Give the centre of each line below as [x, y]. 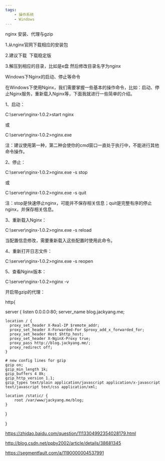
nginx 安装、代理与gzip [29, 34]
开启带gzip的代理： [25, 292]
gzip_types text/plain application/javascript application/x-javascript [83, 383]
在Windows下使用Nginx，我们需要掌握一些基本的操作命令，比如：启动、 [80, 87]
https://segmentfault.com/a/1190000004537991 [55, 453]
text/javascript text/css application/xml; [51, 387]
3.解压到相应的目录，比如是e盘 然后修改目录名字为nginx [63, 66]
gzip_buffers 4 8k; [26, 374]
